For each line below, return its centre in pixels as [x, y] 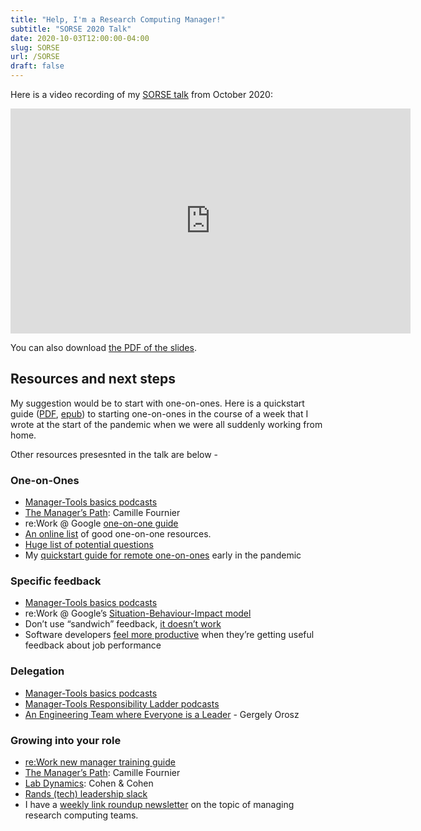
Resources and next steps [93, 379]
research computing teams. [81, 815]
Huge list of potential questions [89, 545]
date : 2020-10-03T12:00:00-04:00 [80, 38]
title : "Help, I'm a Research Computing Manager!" [118, 19]
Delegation [37, 671]
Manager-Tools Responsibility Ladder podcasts [122, 703]
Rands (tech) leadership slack [86, 794]
